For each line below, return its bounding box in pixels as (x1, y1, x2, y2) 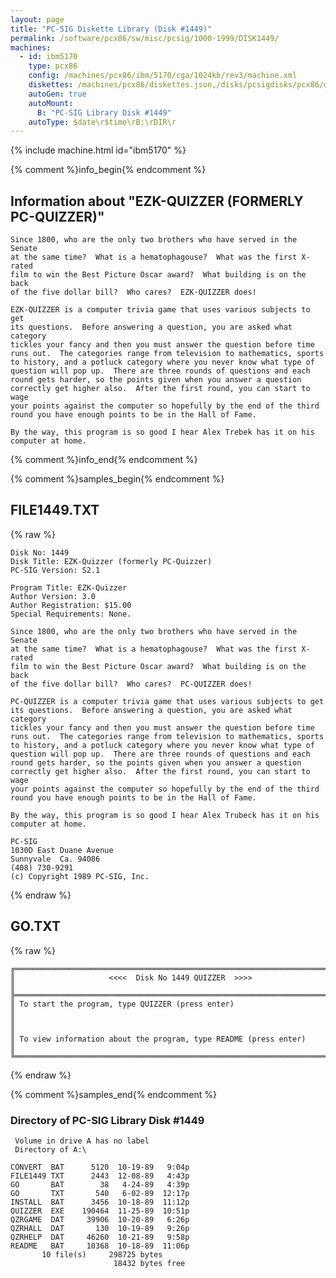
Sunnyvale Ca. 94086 (10, 854, 101, 864)
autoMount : (28, 98, 74, 108)
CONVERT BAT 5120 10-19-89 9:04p (10, 1162, 190, 1172)
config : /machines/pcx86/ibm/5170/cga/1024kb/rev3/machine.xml (28, 71, 298, 81)
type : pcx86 (28, 61, 78, 71)
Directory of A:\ (14, 1144, 87, 1155)
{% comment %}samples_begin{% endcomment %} (10, 473, 225, 485)
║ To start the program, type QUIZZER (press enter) (10, 999, 235, 1009)
